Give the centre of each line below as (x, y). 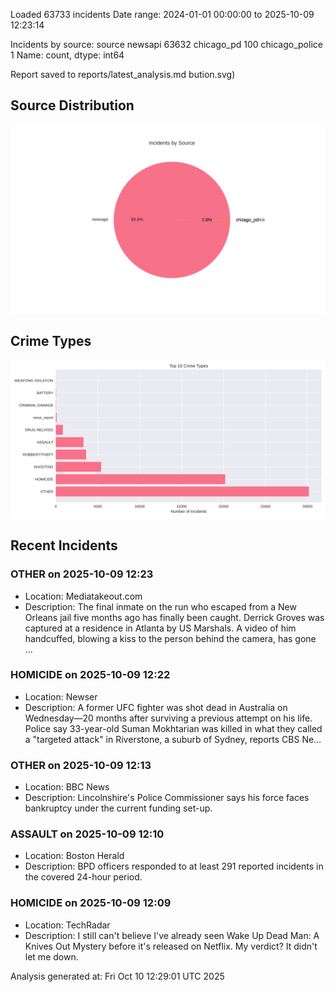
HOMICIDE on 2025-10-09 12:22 (90, 675)
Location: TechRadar (67, 925)
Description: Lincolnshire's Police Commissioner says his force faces (167, 798)
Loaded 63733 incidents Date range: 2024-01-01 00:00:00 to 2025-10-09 (162, 14)
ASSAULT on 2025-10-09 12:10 (87, 834)
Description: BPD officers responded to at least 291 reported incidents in (174, 866)
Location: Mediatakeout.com (83, 596)
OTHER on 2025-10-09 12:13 (81, 765)
